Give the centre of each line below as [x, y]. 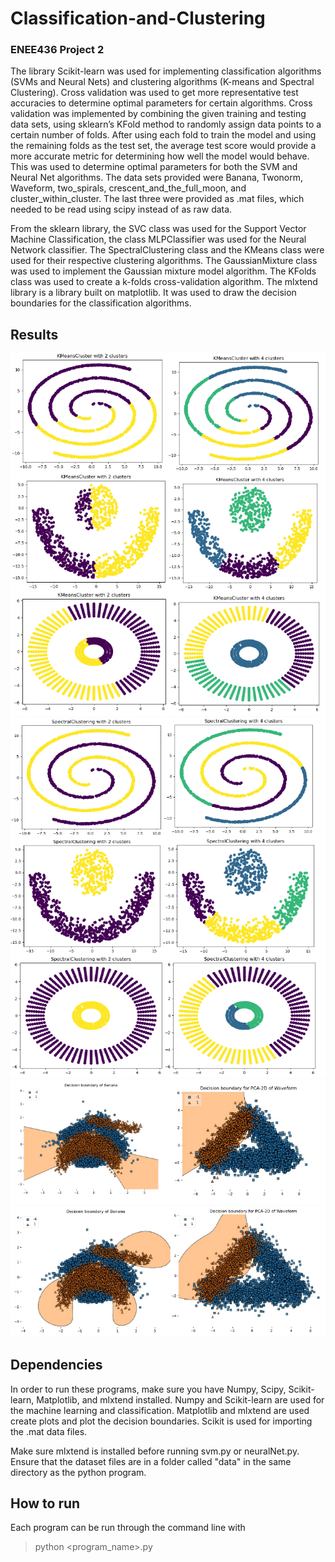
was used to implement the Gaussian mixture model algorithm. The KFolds [163, 271]
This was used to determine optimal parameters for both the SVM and [154, 167]
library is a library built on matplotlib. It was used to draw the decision [153, 293]
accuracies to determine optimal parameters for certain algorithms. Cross [161, 103]
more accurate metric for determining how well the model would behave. [160, 156]
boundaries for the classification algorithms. [101, 303]
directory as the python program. [78, 1472]
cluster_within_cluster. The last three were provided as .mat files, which [157, 199]
